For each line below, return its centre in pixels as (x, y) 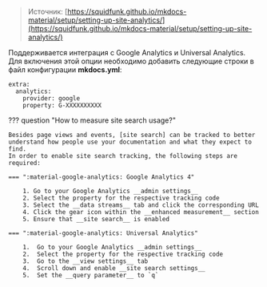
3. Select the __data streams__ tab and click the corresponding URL (141, 205)
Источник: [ (48, 12)
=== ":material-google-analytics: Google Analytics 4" (102, 177)
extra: (19, 84)
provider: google (52, 99)
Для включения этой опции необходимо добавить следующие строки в (131, 61)
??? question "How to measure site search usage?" (92, 120)
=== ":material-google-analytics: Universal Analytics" (103, 233)
